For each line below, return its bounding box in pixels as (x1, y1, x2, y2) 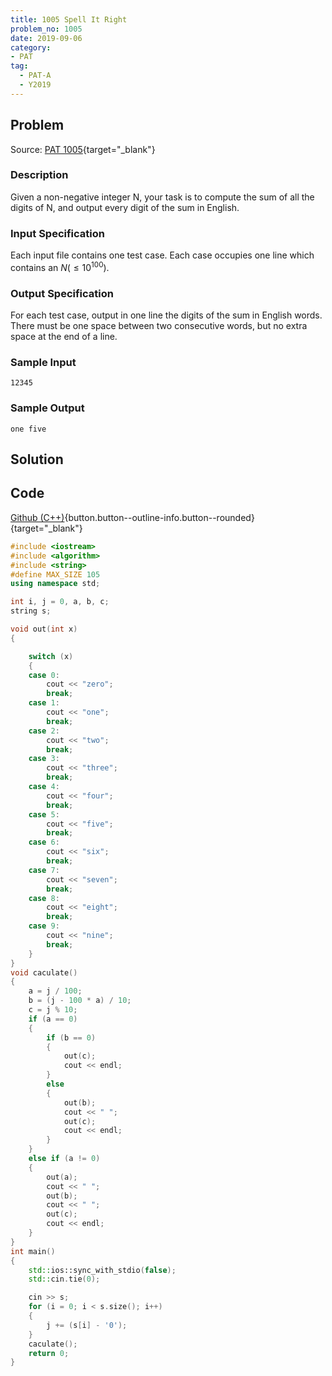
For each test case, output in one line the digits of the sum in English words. (10, 309, 323, 321)
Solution (10, 451, 64, 468)
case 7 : (28, 865, 60, 875)
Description (10, 168, 69, 182)
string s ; (10, 606, 52, 616)
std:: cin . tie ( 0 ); (28, 1274, 101, 1285)
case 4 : (28, 782, 60, 792)
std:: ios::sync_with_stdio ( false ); (28, 1265, 177, 1275)
